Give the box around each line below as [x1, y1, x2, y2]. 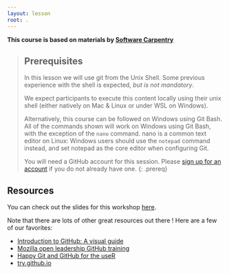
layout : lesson [7, 10, 51, 17]
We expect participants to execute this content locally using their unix [23, 94, 221, 103]
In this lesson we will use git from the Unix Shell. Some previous [23, 74, 205, 82]
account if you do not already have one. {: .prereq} [23, 165, 168, 173]
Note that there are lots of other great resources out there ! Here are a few [7, 216, 217, 224]
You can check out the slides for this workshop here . [7, 203, 157, 211]
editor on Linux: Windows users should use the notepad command [23, 137, 211, 145]
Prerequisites [23, 55, 83, 67]
